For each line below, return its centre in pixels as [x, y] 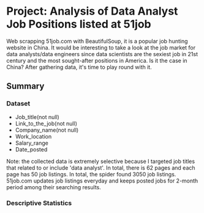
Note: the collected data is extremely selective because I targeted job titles [100, 161]
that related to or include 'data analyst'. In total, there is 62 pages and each [101, 168]
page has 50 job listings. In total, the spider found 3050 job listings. [91, 174]
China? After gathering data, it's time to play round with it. [79, 67]
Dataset [18, 104]
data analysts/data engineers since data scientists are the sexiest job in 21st [102, 54]
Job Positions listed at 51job [79, 24]
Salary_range [32, 143]
